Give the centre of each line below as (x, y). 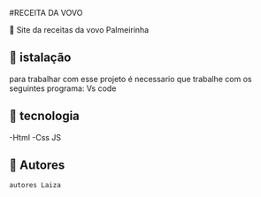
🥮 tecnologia (44, 116)
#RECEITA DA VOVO (46, 13)
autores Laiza (35, 186)
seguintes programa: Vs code (63, 88)
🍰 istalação (40, 58)
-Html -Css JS (35, 137)
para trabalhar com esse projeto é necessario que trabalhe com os (130, 79)
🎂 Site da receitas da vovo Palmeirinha (79, 30)
